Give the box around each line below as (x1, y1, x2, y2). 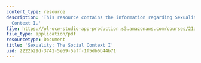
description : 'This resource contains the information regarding (6, 14, 172, 20)
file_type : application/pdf (6, 31, 77, 37)
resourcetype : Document (6, 37, 66, 43)
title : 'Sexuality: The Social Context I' (6, 43, 114, 49)
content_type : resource (6, 8, 66, 15)
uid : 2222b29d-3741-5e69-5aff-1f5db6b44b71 (6, 48, 117, 54)
